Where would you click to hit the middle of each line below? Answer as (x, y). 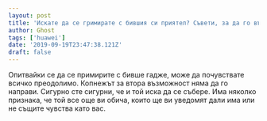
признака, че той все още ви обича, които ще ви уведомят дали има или (132, 100)
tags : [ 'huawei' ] (37, 38)
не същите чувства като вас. (57, 108)
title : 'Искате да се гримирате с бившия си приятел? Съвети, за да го (129, 23)
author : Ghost (32, 30)
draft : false (30, 52)
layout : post (30, 15)
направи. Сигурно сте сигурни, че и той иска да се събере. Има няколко (132, 91)
